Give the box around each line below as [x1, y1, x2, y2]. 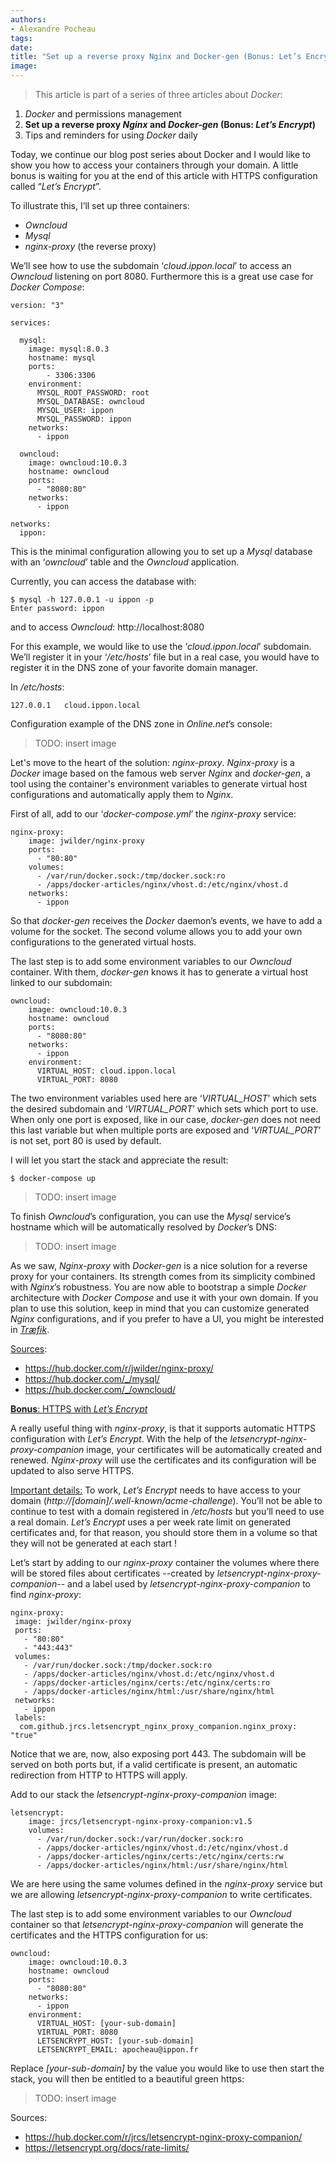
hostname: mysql [28, 353, 97, 363]
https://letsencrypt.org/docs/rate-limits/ [24, 2142, 190, 2153]
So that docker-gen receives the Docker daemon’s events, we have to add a [10, 915, 323, 926]
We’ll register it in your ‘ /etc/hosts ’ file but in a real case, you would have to [10, 651, 320, 663]
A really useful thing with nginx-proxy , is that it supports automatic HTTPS [10, 1422, 317, 1434]
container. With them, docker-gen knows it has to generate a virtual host [10, 966, 309, 978]
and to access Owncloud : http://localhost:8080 [10, 621, 205, 633]
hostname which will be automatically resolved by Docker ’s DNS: [10, 1221, 278, 1233]
